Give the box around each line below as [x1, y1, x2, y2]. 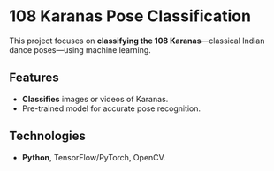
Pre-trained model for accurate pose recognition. [21, 103, 202, 114]
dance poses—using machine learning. [9, 44, 152, 55]
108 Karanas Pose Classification [9, 6, 252, 26]
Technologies [9, 129, 87, 144]
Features [9, 71, 59, 85]
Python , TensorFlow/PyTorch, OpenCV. [21, 152, 166, 162]
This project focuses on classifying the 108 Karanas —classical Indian [9, 35, 265, 46]
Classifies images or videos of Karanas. [21, 93, 169, 104]
